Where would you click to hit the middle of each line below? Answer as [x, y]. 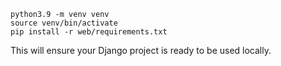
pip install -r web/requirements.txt [89, 32]
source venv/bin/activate [64, 23]
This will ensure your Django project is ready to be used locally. [141, 50]
